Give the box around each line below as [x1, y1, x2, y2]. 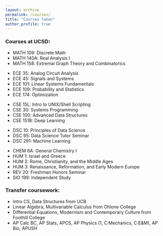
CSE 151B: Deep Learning [12, 117, 66, 124]
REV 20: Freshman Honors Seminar [12, 169, 86, 175]
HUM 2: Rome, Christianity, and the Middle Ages [12, 158, 114, 164]
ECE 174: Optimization [12, 91, 59, 97]
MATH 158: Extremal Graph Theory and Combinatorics [12, 60, 126, 66]
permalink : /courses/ [5, 12, 51, 17]
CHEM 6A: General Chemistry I [12, 147, 77, 154]
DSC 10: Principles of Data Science [12, 127, 86, 133]
